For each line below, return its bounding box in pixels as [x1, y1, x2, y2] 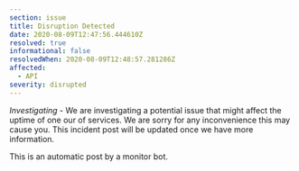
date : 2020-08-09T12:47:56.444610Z [9, 30, 144, 39]
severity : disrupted [9, 80, 88, 89]
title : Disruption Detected [9, 22, 116, 31]
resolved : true [9, 38, 67, 48]
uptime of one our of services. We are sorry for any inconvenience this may [9, 114, 291, 125]
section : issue [9, 13, 67, 22]
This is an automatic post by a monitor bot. [9, 150, 169, 162]
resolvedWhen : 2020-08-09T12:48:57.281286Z [9, 55, 176, 64]
